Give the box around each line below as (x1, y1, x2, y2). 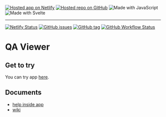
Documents (5, 88, 42, 97)
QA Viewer (5, 41, 50, 53)
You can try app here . (5, 74, 49, 80)
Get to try (5, 61, 35, 69)
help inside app (12, 101, 44, 107)
